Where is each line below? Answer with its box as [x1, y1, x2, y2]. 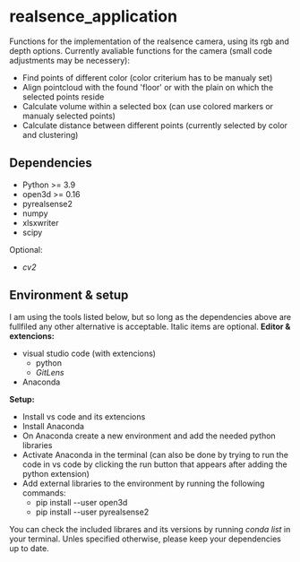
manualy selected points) [21, 110, 116, 121]
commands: [21, 487, 66, 498]
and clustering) [21, 129, 79, 140]
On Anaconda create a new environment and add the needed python [21, 430, 276, 441]
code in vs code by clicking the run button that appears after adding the [21, 459, 288, 470]
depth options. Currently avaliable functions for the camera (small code [9, 45, 273, 56]
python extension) [21, 468, 90, 479]
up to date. [9, 542, 49, 553]
